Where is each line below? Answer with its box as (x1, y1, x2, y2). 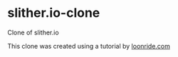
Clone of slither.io (7, 28, 59, 37)
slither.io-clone (7, 5, 100, 21)
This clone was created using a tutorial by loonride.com (7, 42, 171, 50)
